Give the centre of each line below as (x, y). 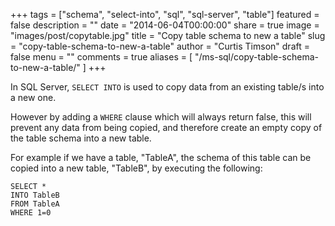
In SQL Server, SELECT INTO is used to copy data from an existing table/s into (167, 87)
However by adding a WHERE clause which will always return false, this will (161, 117)
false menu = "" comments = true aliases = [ (101, 57)
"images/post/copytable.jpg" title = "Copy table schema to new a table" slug (168, 35)
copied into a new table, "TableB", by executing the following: (136, 168)
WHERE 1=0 (31, 213)
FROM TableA (35, 204)
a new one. (33, 97)
